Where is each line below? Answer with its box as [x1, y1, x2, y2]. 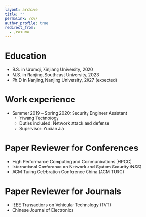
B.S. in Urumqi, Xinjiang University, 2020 [12, 67, 93, 72]
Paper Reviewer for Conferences [5, 143, 139, 153]
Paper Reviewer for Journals [5, 186, 122, 197]
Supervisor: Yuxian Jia [19, 125, 64, 131]
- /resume [9, 30, 29, 34]
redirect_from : [5, 25, 36, 30]
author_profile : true [5, 20, 49, 26]
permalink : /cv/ [5, 16, 38, 21]
